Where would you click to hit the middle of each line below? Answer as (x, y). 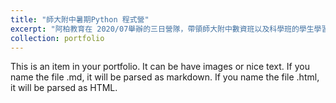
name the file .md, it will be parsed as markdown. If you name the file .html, (165, 77)
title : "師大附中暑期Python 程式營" (80, 19)
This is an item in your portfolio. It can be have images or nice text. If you (160, 67)
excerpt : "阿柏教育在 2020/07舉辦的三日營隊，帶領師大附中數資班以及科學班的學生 (162, 29)
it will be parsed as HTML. (64, 88)
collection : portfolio (57, 38)
